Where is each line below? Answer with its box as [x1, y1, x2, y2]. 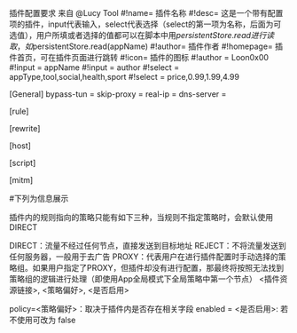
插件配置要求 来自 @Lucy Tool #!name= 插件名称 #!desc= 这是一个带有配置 [9, 8, 284, 18]
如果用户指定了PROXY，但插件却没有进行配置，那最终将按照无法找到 [32, 263, 285, 273]
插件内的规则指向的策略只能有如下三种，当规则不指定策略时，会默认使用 [9, 212, 273, 222]
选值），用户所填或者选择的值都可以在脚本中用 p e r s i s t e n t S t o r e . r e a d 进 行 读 [9, 30, 275, 40]
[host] [9, 140, 31, 151]
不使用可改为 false [9, 314, 76, 325]
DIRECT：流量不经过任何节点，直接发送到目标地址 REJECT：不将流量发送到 [9, 241, 286, 250]
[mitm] [9, 175, 34, 185]
